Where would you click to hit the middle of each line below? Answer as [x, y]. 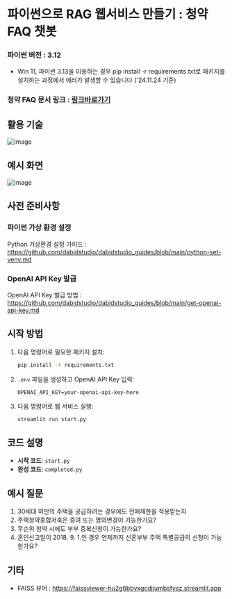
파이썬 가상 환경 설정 [39, 228]
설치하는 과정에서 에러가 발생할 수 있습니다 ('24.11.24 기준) [97, 80]
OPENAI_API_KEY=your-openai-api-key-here [78, 392]
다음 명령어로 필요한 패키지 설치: [61, 352]
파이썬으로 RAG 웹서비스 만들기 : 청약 [108, 14]
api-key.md [23, 311]
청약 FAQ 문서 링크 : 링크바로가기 [59, 100]
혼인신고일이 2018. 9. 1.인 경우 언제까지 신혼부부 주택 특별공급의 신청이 [113, 538]
